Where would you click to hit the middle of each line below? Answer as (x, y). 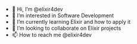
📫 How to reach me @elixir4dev (52, 35)
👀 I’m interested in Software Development (63, 15)
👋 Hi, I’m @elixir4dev (38, 9)
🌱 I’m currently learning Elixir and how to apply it (71, 22)
